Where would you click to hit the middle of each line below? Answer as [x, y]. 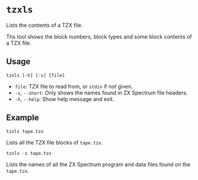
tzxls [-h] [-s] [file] [36, 75]
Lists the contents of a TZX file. [45, 25]
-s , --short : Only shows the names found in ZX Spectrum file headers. [101, 93]
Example [23, 118]
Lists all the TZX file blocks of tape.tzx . [54, 142]
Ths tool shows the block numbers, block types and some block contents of [99, 36]
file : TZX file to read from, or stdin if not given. [74, 86]
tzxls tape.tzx [25, 131]
